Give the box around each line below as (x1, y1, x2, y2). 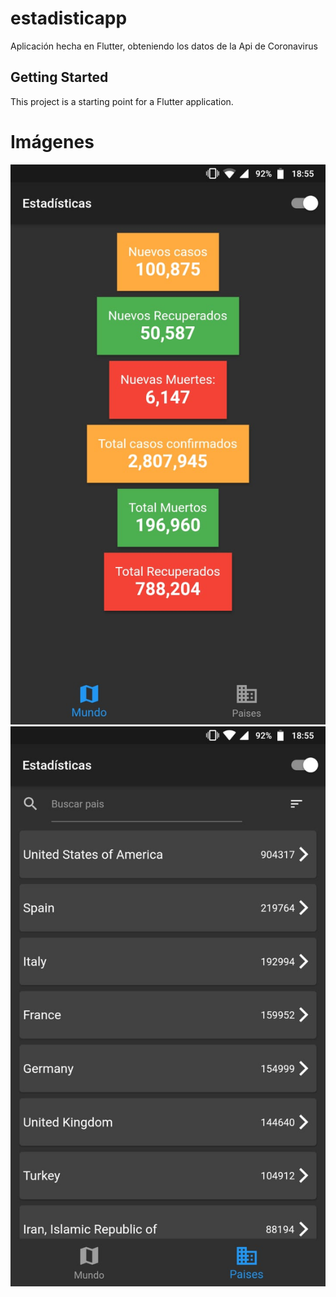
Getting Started (10, 69, 109, 86)
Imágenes (10, 130, 95, 153)
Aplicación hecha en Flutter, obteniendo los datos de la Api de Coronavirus (10, 40, 318, 52)
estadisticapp (10, 7, 128, 30)
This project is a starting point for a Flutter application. (10, 95, 234, 107)
